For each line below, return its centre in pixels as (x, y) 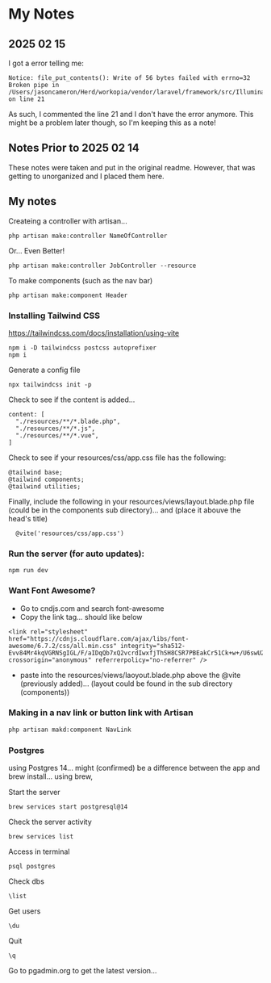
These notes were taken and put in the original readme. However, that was (132, 167)
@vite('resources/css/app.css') (70, 533)
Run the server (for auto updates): (77, 554)
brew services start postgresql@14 (68, 807)
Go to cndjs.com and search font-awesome (92, 608)
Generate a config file (44, 370)
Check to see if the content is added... (72, 399)
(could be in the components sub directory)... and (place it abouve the (125, 510)
